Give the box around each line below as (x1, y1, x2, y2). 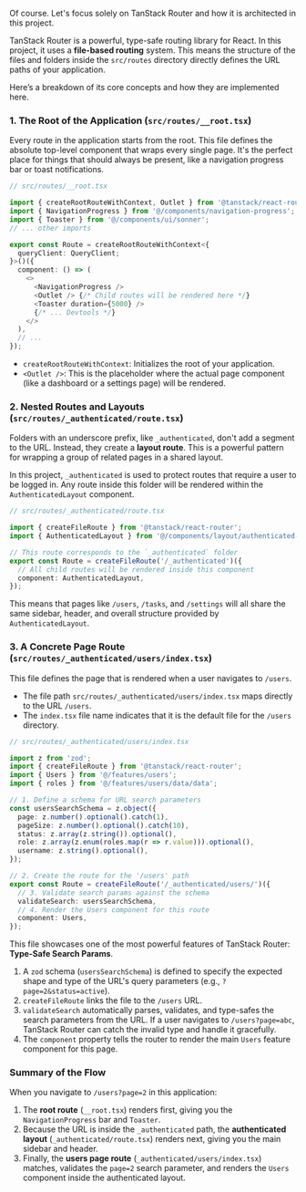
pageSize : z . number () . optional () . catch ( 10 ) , (17, 821, 189, 830)
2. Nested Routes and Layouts (9, 400, 145, 413)
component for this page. (22, 1043, 118, 1054)
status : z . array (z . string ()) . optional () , (17, 829, 178, 838)
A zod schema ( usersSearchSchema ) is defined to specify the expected (22, 966, 283, 977)
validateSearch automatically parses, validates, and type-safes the (22, 1005, 275, 1016)
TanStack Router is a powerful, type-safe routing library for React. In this (9, 36, 282, 46)
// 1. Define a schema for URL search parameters (9, 795, 202, 805)
